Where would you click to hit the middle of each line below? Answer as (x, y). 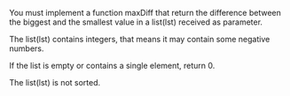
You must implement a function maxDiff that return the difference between (145, 13)
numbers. (27, 48)
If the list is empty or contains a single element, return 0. (112, 66)
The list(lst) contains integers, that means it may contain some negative (140, 39)
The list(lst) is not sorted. (55, 82)
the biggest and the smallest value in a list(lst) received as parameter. (136, 22)
